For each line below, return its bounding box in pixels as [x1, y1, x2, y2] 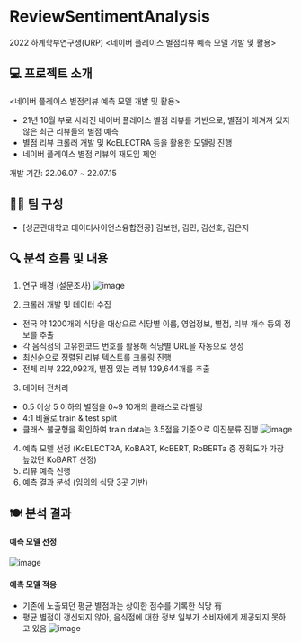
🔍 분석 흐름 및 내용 [9, 250, 109, 266]
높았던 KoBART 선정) [22, 454, 97, 465]
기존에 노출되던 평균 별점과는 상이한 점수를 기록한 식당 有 [22, 601, 223, 611]
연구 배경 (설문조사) [22, 281, 92, 291]
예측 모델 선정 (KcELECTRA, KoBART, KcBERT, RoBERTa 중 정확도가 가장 [22, 443, 285, 454]
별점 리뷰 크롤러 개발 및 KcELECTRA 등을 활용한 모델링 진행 [22, 137, 233, 147]
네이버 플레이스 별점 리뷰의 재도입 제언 [22, 148, 157, 159]
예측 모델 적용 [9, 578, 57, 590]
